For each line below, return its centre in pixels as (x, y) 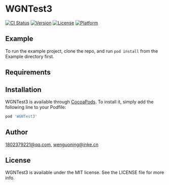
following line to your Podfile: (36, 107)
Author (16, 132)
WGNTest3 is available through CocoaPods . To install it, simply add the (79, 101)
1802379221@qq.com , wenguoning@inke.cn (52, 144)
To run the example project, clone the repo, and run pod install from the (82, 51)
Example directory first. (30, 56)
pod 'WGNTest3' (21, 116)
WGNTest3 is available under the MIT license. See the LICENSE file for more (85, 172)
